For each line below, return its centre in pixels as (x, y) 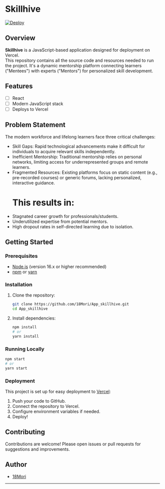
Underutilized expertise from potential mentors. (60, 221)
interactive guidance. (34, 183)
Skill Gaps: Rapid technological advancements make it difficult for (79, 146)
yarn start (16, 368)
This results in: (43, 203)
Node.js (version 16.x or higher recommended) (59, 267)
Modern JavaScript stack (38, 104)
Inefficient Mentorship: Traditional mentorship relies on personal (77, 157)
